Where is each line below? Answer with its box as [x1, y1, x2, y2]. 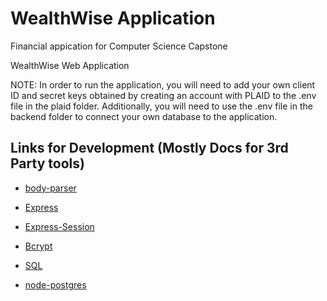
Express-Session [24, 220, 95, 232]
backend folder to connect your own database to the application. [10, 110, 278, 122]
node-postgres [24, 278, 87, 291]
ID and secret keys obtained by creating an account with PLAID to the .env [10, 89, 317, 101]
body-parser [24, 182, 77, 194]
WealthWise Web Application [10, 59, 130, 71]
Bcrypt [24, 240, 53, 252]
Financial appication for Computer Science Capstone [10, 40, 228, 52]
